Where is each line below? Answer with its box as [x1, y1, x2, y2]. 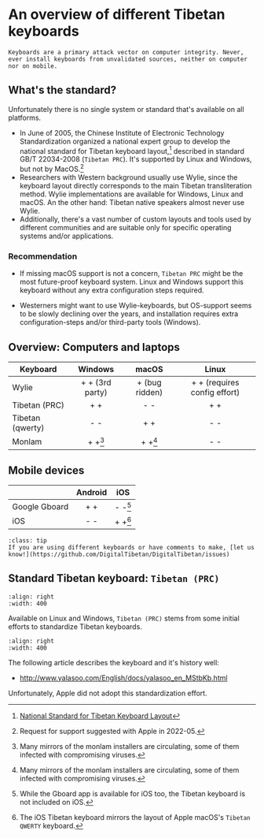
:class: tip [8, 536, 47, 545]
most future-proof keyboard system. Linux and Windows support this [19, 277, 244, 287]
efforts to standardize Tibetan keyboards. [8, 621, 143, 631]
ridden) [135, 387, 163, 398]
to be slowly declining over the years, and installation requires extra [19, 309, 239, 318]
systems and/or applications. [19, 231, 114, 241]
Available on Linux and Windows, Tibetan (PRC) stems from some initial [8, 613, 240, 623]
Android [75, 487, 108, 498]
